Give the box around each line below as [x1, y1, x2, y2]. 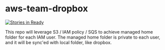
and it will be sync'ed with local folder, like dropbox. [5, 39, 112, 45]
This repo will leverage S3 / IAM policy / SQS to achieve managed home [5, 29, 153, 35]
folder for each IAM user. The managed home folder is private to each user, [5, 34, 160, 40]
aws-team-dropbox [5, 3, 88, 14]
